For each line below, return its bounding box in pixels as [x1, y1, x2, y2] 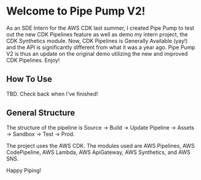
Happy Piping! [6, 167, 42, 174]
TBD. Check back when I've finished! [6, 90, 98, 98]
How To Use [6, 74, 53, 84]
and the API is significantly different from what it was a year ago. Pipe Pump [6, 44, 195, 51]
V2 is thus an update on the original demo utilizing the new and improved [6, 50, 188, 57]
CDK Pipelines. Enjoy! [6, 56, 60, 64]
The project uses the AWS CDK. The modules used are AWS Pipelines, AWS [6, 142, 195, 149]
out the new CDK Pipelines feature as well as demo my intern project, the [6, 30, 188, 38]
